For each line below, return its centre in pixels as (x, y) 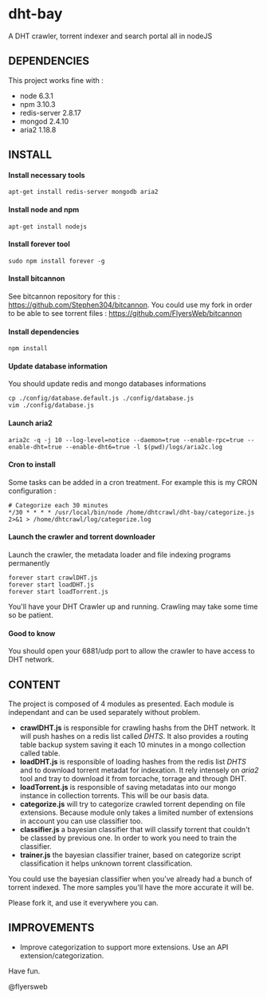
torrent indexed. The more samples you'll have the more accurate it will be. (131, 887)
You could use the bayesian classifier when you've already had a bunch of (130, 879)
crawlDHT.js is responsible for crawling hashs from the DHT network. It (137, 728)
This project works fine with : (56, 80)
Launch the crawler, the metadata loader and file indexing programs (120, 555)
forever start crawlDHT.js (53, 578)
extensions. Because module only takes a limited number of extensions (136, 812)
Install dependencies (44, 331)
